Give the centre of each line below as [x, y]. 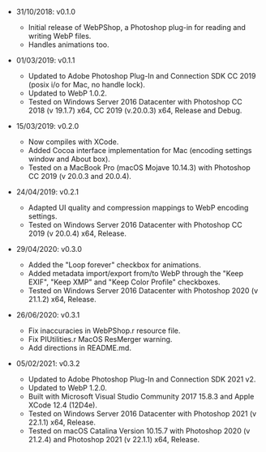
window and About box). [69, 159]
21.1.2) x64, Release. [62, 299]
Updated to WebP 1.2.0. [68, 388]
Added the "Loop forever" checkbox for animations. [114, 265]
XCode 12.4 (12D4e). [62, 405]
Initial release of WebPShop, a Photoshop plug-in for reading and [137, 27]
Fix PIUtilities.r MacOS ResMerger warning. [100, 339]
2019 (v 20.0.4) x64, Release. [77, 233]
